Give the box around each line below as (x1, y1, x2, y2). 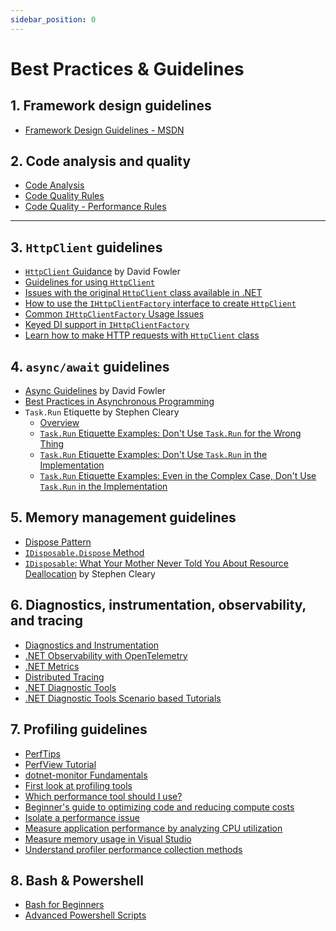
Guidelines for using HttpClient (24, 276, 156, 288)
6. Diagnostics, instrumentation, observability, (10, 597, 307, 614)
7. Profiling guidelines (10, 721, 148, 738)
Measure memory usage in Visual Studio (24, 832, 192, 845)
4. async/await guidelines (10, 358, 170, 375)
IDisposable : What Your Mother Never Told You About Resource (24, 557, 289, 569)
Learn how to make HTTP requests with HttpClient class (24, 329, 260, 341)
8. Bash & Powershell (10, 872, 144, 889)
